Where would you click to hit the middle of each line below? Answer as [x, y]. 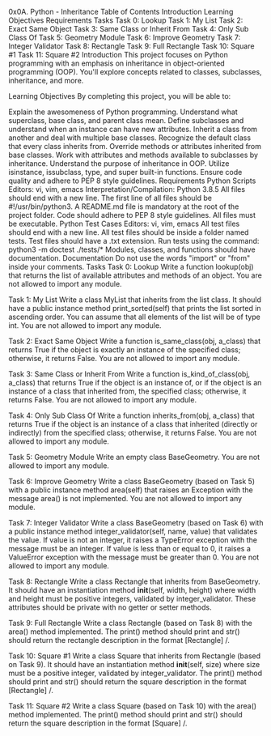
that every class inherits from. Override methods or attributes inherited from [135, 146]
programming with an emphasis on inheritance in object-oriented [116, 63]
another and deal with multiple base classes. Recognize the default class [130, 138]
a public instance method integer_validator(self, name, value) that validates [133, 531]
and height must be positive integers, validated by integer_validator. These [132, 599]
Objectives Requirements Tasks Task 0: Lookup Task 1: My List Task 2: [126, 20]
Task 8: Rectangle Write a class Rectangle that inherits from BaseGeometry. [134, 581]
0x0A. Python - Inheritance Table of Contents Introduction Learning [121, 12]
